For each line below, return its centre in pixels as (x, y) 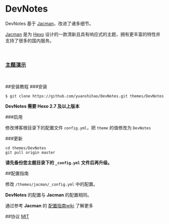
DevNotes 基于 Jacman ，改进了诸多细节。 (49, 23)
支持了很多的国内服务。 (30, 41)
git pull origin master (30, 153)
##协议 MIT (17, 216)
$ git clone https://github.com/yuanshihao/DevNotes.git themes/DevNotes (85, 96)
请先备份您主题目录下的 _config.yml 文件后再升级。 (59, 163)
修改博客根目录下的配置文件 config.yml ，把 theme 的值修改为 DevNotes (78, 128)
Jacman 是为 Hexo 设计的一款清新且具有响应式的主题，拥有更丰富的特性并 (83, 34)
